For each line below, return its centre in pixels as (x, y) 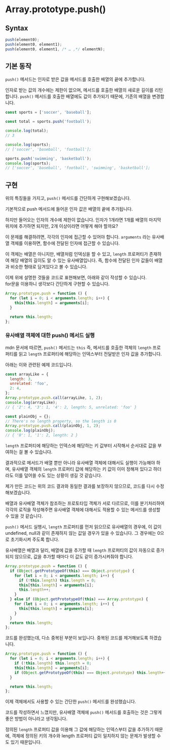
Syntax (17, 28)
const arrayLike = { (27, 374)
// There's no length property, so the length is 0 (61, 421)
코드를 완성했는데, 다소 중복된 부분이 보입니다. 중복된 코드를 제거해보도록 (77, 638)
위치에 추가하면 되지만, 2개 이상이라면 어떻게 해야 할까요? (62, 226)
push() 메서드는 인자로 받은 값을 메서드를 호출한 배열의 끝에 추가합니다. (75, 79)
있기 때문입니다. (26, 742)
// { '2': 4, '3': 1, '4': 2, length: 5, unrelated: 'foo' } (71, 407)
